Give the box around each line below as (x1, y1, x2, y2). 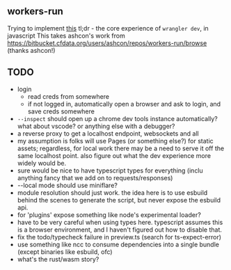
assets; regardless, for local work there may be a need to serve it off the (17, 144, 225, 152)
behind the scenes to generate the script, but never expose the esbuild (17, 196, 221, 204)
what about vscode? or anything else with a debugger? (17, 122, 175, 130)
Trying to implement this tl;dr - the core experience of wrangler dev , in (7, 24, 209, 32)
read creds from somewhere (27, 92, 110, 100)
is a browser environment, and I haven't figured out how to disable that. (17, 225, 223, 234)
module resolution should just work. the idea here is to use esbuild (17, 188, 208, 197)
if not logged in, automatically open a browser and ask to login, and (27, 100, 221, 108)
